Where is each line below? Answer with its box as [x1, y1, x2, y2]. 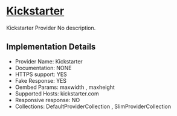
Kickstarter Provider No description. [6, 24, 96, 31]
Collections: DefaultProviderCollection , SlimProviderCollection [14, 103, 171, 110]
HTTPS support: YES [14, 71, 68, 78]
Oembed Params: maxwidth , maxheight [14, 83, 115, 91]
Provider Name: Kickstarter [14, 57, 83, 65]
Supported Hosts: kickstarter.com [14, 89, 100, 97]
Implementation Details [6, 42, 96, 52]
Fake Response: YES [14, 77, 67, 84]
